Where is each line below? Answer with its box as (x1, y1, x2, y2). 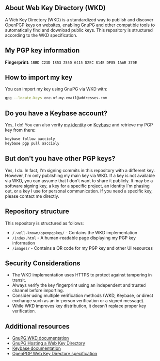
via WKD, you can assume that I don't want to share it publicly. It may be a (5, 177, 153, 184)
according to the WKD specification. (5, 32, 78, 38)
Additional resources (5, 322, 70, 330)
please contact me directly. (5, 193, 60, 199)
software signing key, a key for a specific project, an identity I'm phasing (5, 183, 150, 189)
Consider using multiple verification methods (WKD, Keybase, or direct (12, 292, 154, 298)
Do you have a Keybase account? (5, 109, 108, 117)
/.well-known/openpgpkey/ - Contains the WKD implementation (12, 229, 138, 235)
